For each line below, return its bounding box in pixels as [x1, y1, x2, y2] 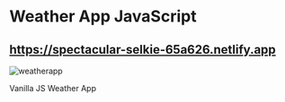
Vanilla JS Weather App [9, 83, 97, 93]
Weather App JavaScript [9, 6, 197, 27]
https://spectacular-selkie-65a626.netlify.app [9, 42, 276, 57]
